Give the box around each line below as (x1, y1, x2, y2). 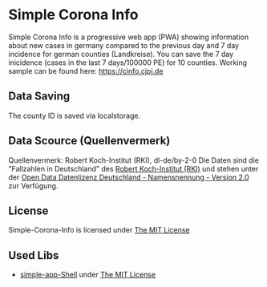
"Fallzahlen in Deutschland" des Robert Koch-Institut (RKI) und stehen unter (8, 164, 259, 173)
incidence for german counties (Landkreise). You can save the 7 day (8, 49, 234, 59)
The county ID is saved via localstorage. (8, 111, 141, 120)
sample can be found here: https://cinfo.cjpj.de (8, 66, 164, 75)
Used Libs (8, 249, 59, 262)
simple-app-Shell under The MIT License (19, 270, 156, 280)
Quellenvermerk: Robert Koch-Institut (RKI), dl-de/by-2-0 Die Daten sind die (8, 155, 259, 165)
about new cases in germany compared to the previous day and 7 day (8, 40, 239, 50)
